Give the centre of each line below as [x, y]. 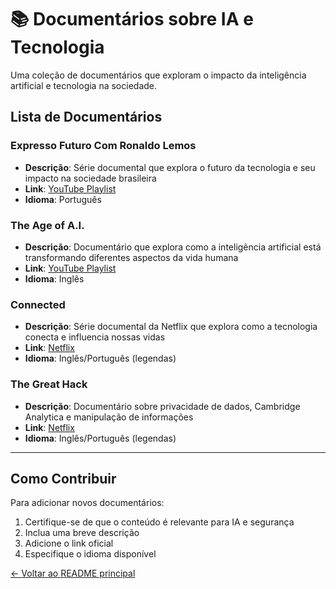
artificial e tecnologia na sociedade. [84, 85]
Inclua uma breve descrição [82, 533]
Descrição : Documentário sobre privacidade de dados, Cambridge [162, 406]
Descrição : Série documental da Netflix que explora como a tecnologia [171, 327]
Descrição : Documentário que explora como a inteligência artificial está [173, 247]
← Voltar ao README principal [73, 573]
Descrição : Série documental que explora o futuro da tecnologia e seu [170, 167]
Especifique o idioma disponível [90, 554]
